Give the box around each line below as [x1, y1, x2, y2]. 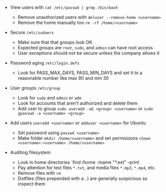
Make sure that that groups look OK [17, 39, 93, 45]
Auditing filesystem [10, 149, 51, 155]
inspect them [17, 181, 46, 187]
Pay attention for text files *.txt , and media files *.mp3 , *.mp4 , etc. [17, 165, 156, 171]
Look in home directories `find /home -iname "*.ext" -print [17, 159, 140, 165]
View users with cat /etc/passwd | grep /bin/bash [10, 5, 118, 10]
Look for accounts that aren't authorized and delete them [17, 100, 138, 106]
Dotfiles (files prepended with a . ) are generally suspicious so [17, 175, 148, 181]
